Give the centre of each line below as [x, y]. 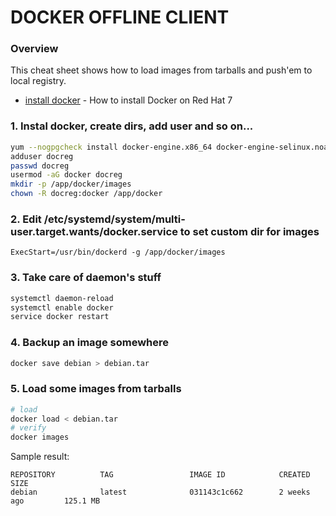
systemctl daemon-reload [62, 298]
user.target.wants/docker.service [94, 231]
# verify [28, 428]
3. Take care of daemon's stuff [86, 278]
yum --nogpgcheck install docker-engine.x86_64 [111, 147]
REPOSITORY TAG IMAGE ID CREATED [160, 475]
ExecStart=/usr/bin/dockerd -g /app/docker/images [118, 252]
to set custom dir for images [249, 231]
